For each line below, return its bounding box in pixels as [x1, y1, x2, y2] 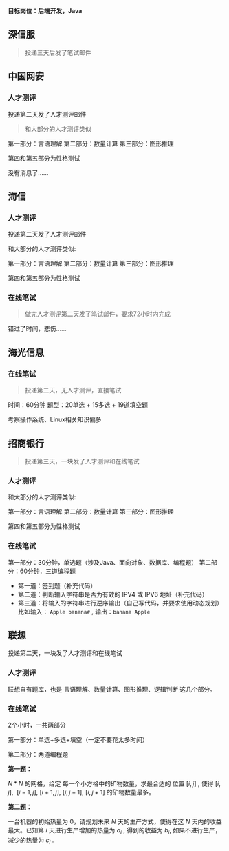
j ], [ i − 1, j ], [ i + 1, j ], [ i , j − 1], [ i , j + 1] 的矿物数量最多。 [8, 788, 155, 796]
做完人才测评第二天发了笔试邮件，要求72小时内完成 [24, 310, 171, 318]
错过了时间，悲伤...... [8, 324, 67, 333]
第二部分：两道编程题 [8, 750, 68, 758]
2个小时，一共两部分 [8, 721, 66, 729]
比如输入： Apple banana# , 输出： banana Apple [17, 607, 151, 616]
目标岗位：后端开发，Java [8, 7, 83, 14]
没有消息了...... [8, 168, 49, 177]
